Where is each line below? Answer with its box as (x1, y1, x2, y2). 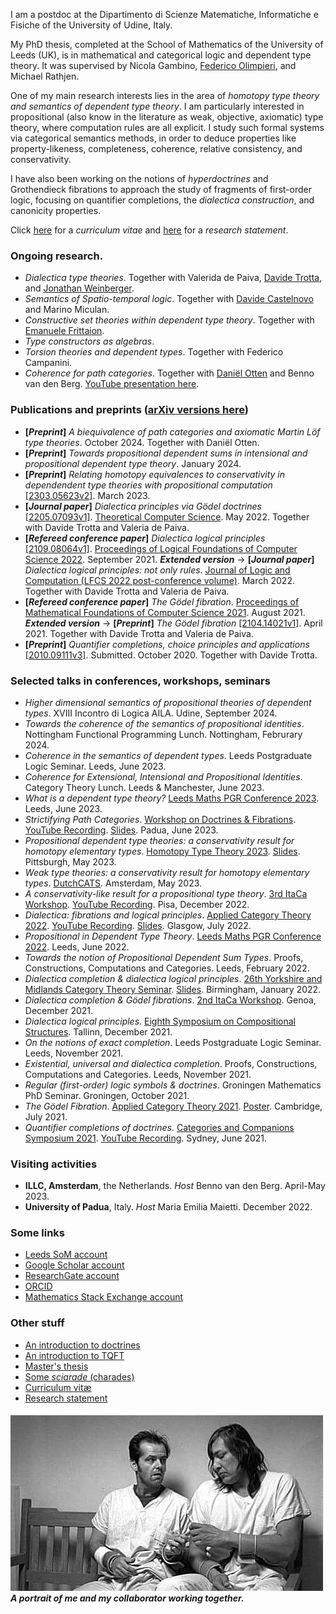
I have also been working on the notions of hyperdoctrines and (10, 173, 269, 184)
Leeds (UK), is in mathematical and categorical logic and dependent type (10, 49, 312, 61)
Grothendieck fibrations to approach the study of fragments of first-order (10, 184, 313, 195)
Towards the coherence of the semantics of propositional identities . (24, 717, 305, 729)
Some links (10, 1226, 65, 1240)
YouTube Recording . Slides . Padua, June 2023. (24, 824, 219, 836)
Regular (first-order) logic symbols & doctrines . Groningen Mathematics (24, 1079, 322, 1091)
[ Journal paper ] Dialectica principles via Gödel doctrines (24, 500, 262, 512)
